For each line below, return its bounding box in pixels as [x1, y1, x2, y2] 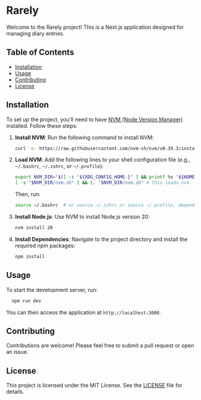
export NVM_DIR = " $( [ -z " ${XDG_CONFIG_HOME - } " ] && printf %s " [14, 174, 179, 180]
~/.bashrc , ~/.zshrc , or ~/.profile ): [14, 163, 103, 170]
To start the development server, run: [6, 286, 98, 293]
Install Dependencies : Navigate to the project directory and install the [14, 235, 188, 243]
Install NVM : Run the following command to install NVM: [14, 133, 154, 141]
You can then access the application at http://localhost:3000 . [6, 309, 162, 316]
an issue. [6, 348, 29, 356]
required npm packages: [14, 241, 76, 249]
